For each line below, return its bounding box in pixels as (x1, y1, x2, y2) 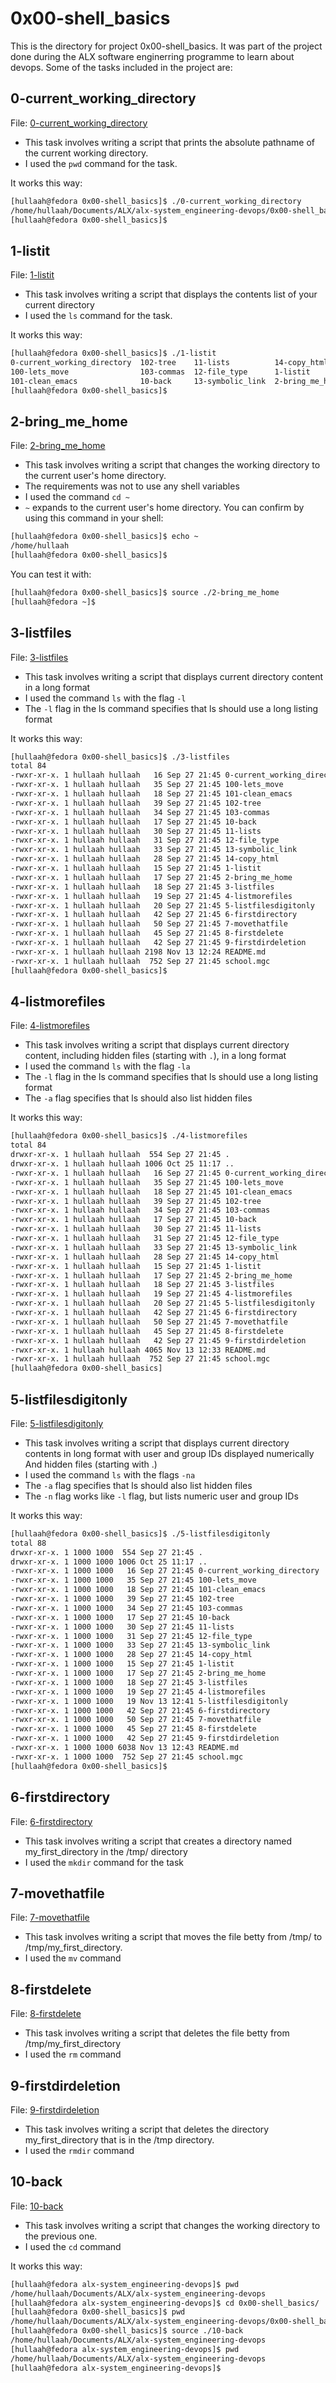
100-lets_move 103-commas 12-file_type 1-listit (10, 367, 311, 377)
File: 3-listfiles (10, 651, 69, 663)
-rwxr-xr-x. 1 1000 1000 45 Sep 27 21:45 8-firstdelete (10, 1724, 257, 1734)
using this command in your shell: (24, 512, 164, 524)
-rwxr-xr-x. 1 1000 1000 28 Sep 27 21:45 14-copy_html (10, 1650, 253, 1660)
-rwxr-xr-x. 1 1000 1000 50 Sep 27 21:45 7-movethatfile (10, 1715, 262, 1725)
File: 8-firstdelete (10, 2008, 82, 2020)
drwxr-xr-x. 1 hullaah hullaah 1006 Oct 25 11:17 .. (10, 1159, 235, 1169)
